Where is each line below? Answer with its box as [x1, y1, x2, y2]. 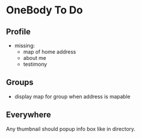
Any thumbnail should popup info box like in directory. [6, 125, 136, 132]
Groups [6, 77, 34, 87]
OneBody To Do [6, 3, 83, 17]
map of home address [23, 48, 76, 55]
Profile [6, 27, 31, 37]
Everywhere [6, 110, 51, 120]
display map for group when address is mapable [14, 93, 131, 100]
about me [23, 55, 47, 61]
